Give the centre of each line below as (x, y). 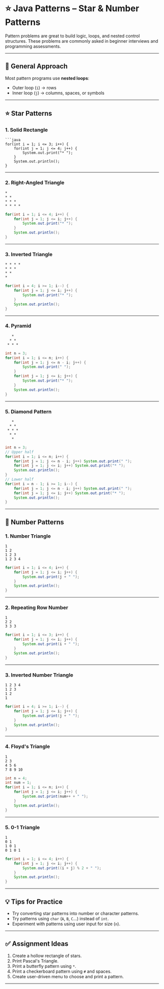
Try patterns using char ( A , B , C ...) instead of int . (60, 918)
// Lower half (20, 479)
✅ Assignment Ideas (37, 944)
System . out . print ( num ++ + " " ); (56, 797)
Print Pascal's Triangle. (35, 961)
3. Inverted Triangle (29, 254)
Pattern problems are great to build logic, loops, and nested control (72, 36)
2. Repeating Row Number (37, 608)
